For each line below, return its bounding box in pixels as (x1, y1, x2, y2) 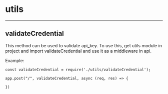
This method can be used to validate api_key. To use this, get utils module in (5, 42, 162, 48)
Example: (5, 57, 24, 63)
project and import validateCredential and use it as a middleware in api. (5, 48, 151, 54)
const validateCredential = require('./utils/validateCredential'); (5, 67, 151, 72)
